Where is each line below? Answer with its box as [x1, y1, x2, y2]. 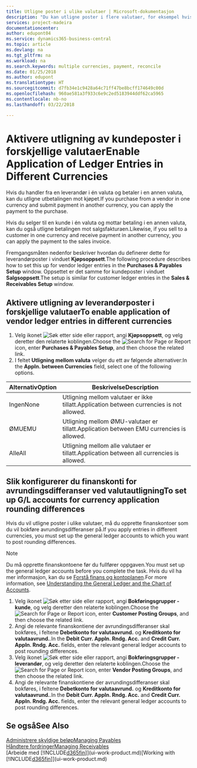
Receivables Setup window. [6, 281, 74, 288]
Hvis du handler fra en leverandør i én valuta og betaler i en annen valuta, [6, 189, 184, 196]
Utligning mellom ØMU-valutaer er [62, 417, 158, 425]
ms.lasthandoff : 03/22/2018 [6, 101, 75, 108]
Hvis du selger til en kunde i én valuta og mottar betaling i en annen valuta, [6, 219, 186, 227]
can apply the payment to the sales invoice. [6, 238, 111, 245]
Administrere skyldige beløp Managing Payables [6, 736, 121, 743]
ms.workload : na [6, 58, 46, 64]
